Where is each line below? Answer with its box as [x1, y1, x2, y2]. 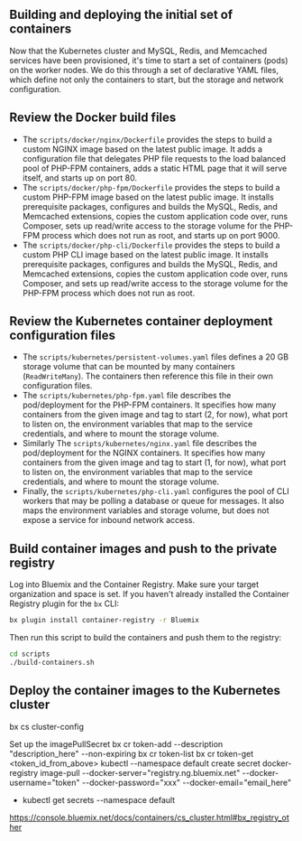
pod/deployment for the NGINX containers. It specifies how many [22, 447, 266, 459]
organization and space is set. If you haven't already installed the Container [9, 589, 290, 600]
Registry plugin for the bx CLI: [9, 598, 120, 609]
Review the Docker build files [9, 110, 177, 126]
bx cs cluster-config [9, 721, 84, 732]
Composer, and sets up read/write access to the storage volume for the [22, 277, 288, 288]
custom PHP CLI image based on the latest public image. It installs [22, 248, 269, 260]
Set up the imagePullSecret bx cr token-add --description [9, 738, 224, 749]
